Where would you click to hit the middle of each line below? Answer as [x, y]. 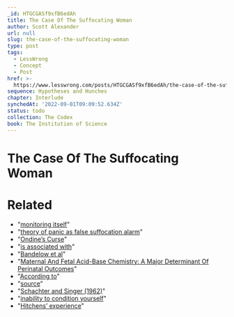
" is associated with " [46, 246]
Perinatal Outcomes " [47, 268]
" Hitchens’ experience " [51, 306]
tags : [15, 53]
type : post [23, 46]
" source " [30, 284]
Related [30, 204]
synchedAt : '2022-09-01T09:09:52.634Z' [65, 105]
